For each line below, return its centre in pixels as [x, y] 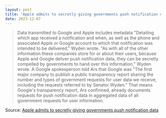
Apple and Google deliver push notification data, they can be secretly [88, 59]
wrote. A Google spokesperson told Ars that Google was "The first [84, 69]
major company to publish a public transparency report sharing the [85, 75]
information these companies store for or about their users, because [87, 54]
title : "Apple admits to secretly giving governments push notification [82, 14]
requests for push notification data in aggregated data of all [78, 95]
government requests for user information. [61, 101]
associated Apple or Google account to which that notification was [85, 43]
